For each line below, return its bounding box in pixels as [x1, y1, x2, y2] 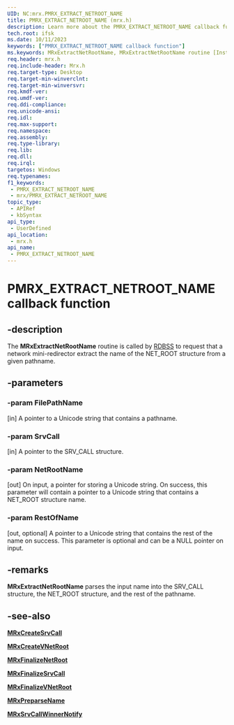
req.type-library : [7, 141, 61, 148]
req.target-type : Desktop [7, 69, 82, 76]
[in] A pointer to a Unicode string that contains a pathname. [7, 414, 178, 422]
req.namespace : [7, 127, 52, 134]
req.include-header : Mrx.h [7, 62, 86, 69]
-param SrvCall [7, 431, 61, 441]
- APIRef [10, 206, 36, 213]
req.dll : [7, 153, 33, 161]
